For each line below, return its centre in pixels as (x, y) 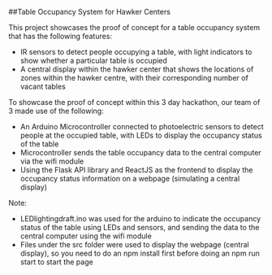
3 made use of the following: (56, 111)
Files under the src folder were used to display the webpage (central (134, 244)
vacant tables (43, 86)
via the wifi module (52, 161)
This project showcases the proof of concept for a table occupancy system (134, 27)
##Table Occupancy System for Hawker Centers (89, 12)
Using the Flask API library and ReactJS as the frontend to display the (136, 170)
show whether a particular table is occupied (94, 61)
